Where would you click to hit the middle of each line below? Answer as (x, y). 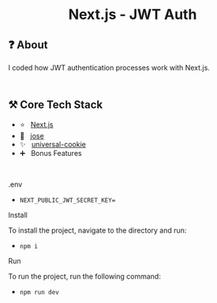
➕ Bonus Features (51, 153)
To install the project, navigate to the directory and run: (97, 230)
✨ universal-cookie (53, 144)
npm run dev (39, 292)
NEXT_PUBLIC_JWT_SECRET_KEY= (67, 200)
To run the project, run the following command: (85, 276)
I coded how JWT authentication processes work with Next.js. (109, 68)
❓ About (28, 45)
